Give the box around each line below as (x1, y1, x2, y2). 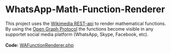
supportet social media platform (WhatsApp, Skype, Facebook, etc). (5, 31, 148, 37)
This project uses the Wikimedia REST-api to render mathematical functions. (5, 20, 166, 26)
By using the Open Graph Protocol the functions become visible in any (5, 25, 154, 32)
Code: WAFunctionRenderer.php (5, 42, 74, 48)
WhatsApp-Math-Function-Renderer (5, 4, 165, 15)
